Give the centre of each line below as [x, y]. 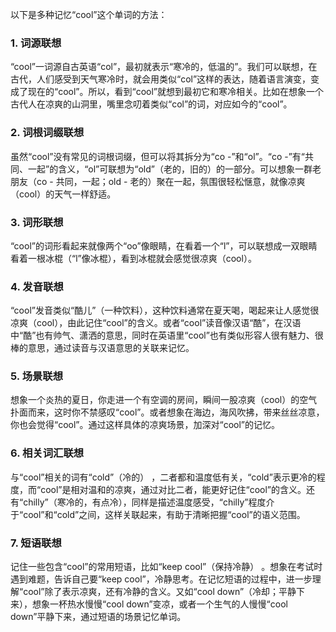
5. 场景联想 [37, 376]
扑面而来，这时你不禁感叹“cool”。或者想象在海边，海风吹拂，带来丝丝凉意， [167, 412]
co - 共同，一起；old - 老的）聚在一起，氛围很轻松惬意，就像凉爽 [171, 181]
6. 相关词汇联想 [47, 453]
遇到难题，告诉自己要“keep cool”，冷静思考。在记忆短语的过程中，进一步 [161, 579]
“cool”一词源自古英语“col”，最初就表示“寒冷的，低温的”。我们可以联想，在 [164, 67]
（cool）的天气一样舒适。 [63, 194]
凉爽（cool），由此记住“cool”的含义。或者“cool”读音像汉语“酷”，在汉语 [156, 323]
